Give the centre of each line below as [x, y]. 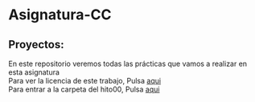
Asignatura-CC [60, 15]
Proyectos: [36, 45]
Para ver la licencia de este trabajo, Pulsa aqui [85, 81]
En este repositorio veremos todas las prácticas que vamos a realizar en [128, 63]
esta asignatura [34, 72]
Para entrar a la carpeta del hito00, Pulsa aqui [84, 89]
